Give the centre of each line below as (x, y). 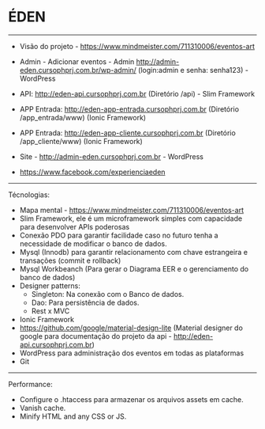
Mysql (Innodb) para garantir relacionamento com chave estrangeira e (134, 252)
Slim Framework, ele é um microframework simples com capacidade (131, 218)
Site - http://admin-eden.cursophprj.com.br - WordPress (111, 156)
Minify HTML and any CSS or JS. (73, 416)
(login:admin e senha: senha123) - (193, 70)
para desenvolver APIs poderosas (75, 226)
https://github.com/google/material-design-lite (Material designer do (131, 328)
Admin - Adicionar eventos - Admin (77, 61)
